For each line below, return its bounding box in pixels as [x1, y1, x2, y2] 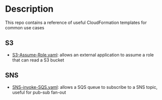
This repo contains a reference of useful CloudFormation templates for [5, 20, 147, 25]
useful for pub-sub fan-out [12, 89, 66, 95]
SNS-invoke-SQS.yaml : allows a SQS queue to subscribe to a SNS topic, [12, 84, 158, 90]
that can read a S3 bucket [12, 57, 64, 63]
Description [5, 3, 54, 15]
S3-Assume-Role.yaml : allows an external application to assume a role [12, 52, 154, 58]
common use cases [5, 24, 45, 30]
